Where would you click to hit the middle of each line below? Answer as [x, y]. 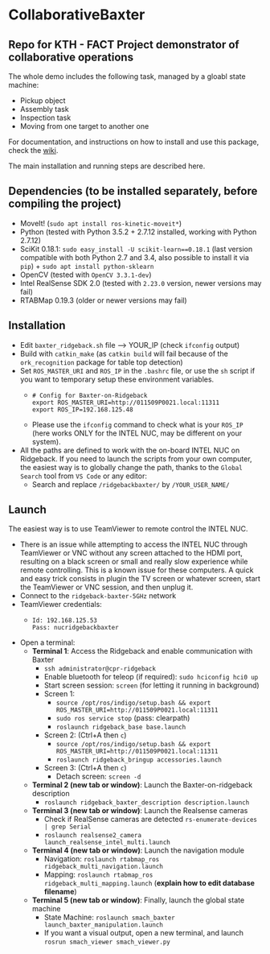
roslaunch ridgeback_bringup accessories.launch [139, 760]
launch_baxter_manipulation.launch [103, 925]
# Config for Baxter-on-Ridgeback [90, 395]
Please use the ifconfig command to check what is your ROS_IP [137, 424]
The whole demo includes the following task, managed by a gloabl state [127, 76]
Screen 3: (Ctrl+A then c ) [85, 768]
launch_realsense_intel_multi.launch [107, 843]
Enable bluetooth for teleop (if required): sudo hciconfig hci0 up [151, 677]
